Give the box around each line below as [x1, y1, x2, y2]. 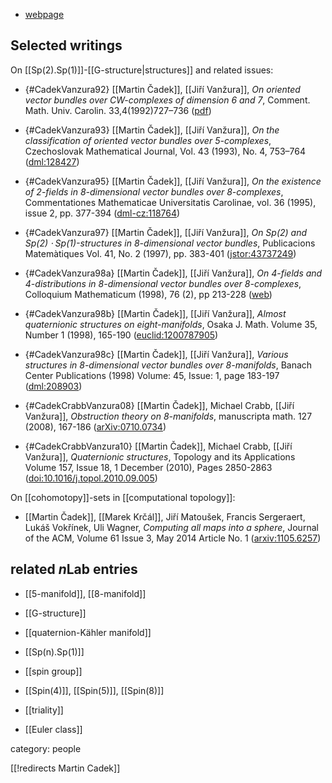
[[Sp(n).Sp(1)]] [24, 645, 85, 658]
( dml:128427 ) [24, 155, 80, 168]
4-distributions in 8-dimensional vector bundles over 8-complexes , [24, 277, 302, 289]
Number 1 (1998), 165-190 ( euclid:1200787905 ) [24, 329, 219, 341]
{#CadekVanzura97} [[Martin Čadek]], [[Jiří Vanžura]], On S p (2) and [24, 226, 308, 238]
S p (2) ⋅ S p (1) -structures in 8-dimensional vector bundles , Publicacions [24, 237, 316, 249]
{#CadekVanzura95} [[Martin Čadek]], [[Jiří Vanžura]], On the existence [24, 175, 322, 187]
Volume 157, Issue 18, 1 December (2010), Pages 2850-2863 [24, 461, 273, 473]
